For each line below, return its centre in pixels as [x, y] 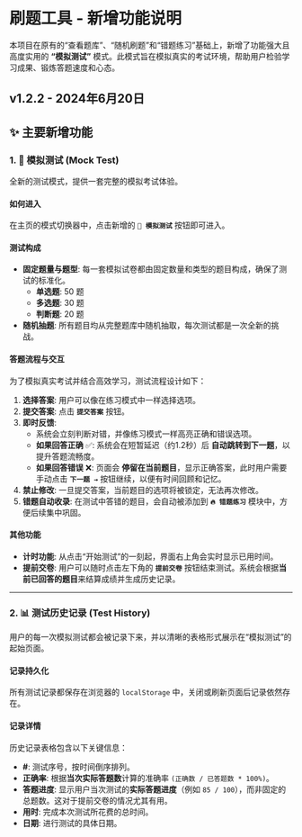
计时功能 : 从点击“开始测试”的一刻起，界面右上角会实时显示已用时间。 [150, 556]
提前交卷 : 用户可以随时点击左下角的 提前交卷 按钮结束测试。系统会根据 [151, 567]
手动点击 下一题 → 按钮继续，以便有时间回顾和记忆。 [131, 479]
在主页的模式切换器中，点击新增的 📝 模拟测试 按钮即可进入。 [120, 225]
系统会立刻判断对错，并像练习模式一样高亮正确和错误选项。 [146, 434]
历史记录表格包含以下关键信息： [68, 747]
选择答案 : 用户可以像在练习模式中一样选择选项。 [111, 400]
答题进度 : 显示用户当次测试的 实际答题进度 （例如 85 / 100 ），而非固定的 [154, 789]
